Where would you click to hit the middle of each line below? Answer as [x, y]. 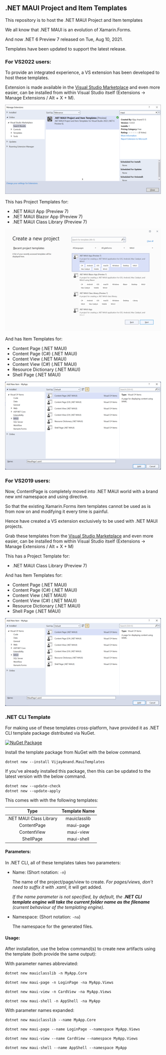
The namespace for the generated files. [53, 927]
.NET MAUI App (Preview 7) [41, 211]
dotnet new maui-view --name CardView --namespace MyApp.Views [72, 1039]
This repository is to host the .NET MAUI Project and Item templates [74, 20]
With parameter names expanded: [40, 1010]
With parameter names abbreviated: [42, 964]
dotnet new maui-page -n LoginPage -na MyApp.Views [59, 983]
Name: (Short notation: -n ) [39, 872]
